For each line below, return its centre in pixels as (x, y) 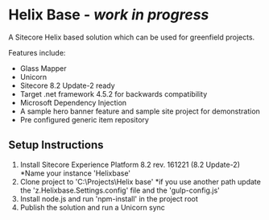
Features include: (37, 52)
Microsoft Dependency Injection (73, 102)
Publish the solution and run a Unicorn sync (92, 207)
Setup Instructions (56, 145)
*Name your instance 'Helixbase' (75, 173)
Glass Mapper (43, 68)
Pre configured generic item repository (84, 119)
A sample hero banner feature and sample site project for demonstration (140, 111)
